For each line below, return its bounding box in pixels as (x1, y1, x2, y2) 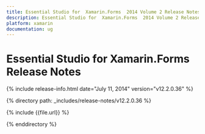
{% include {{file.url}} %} (6, 109, 70, 116)
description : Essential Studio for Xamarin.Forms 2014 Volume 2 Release (6, 15, 201, 21)
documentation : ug (6, 26, 53, 32)
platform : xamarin (6, 20, 53, 26)
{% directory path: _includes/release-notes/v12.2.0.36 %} (6, 97, 151, 104)
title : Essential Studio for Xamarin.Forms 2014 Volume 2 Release (6, 9, 184, 15)
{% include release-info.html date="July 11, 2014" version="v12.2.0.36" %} (6, 85, 193, 93)
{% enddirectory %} (6, 121, 57, 128)
